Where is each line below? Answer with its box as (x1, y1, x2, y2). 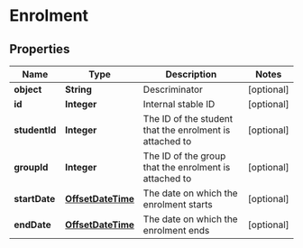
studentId (14, 124, 57, 136)
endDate (14, 218, 51, 231)
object (14, 83, 42, 96)
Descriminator (142, 83, 203, 96)
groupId (14, 161, 49, 173)
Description (165, 69, 217, 80)
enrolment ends (142, 225, 210, 236)
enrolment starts (142, 198, 214, 210)
